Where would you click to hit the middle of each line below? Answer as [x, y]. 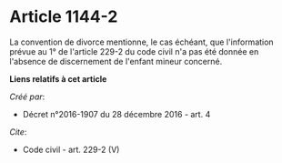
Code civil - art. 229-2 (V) [71, 149]
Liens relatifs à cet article [58, 78]
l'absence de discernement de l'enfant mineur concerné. [116, 61]
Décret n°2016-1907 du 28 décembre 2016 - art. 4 [116, 114]
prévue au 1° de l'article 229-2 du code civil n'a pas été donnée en [134, 51]
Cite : [18, 132]
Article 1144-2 [64, 17]
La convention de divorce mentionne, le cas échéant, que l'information [142, 42]
